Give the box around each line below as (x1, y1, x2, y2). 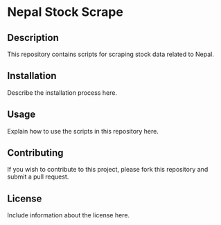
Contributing (7, 147, 64, 159)
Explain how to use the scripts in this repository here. (7, 127, 159, 135)
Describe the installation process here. (7, 88, 118, 97)
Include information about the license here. (7, 211, 130, 219)
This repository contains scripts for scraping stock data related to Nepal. (7, 50, 215, 58)
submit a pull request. (7, 172, 69, 181)
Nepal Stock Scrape (7, 4, 123, 20)
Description (7, 32, 59, 44)
